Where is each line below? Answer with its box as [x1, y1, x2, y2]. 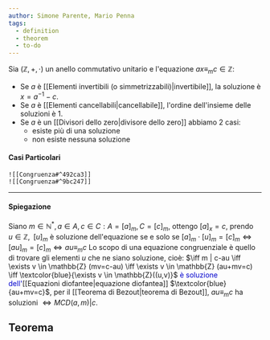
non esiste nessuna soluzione [31, 134, 131, 144]
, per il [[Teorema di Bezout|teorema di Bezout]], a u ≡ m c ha [49, 287, 243, 298]
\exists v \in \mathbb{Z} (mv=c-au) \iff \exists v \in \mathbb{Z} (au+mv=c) [8, 262, 253, 272]
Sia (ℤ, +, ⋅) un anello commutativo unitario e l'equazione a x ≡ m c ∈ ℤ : [8, 64, 235, 76]
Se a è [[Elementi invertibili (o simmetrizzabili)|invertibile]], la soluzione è [19, 81, 261, 91]
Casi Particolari [8, 153, 61, 162]
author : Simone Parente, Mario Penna [8, 11, 135, 20]
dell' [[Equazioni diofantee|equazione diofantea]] [8, 279, 169, 289]
